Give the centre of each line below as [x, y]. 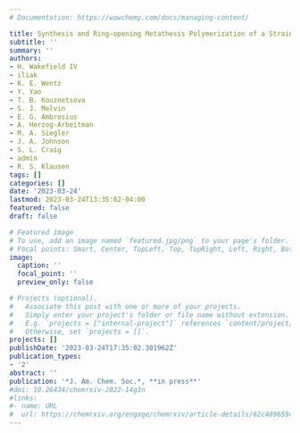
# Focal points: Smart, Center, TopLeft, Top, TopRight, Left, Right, [143, 249]
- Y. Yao [25, 92]
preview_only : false [55, 282]
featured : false [39, 208]
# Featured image [42, 232]
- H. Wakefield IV [43, 67]
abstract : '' [33, 373]
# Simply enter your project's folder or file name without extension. [150, 315]
